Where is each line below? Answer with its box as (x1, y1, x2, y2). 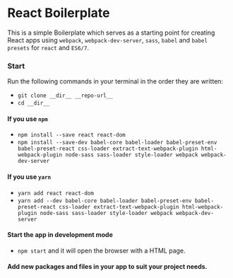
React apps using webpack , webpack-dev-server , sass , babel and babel (7, 35, 208, 44)
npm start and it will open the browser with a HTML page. (17, 246, 186, 255)
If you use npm (7, 115, 48, 123)
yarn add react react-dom (17, 190, 94, 197)
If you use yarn (7, 173, 52, 181)
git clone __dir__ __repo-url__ (17, 92, 113, 100)
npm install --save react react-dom (17, 132, 126, 139)
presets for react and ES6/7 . (7, 43, 90, 52)
